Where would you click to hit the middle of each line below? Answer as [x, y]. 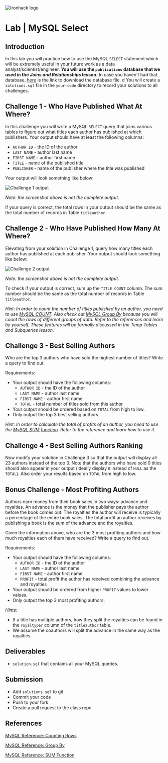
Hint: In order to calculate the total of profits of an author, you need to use [82, 424]
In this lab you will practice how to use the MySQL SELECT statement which [82, 59]
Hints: [11, 610]
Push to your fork [30, 702]
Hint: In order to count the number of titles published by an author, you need [84, 309]
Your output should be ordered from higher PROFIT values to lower [80, 590]
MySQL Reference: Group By [35, 745]
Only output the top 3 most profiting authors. [59, 600]
